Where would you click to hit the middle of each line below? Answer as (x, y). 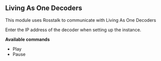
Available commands (28, 39)
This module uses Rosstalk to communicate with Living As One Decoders (81, 20)
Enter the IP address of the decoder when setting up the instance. (73, 30)
